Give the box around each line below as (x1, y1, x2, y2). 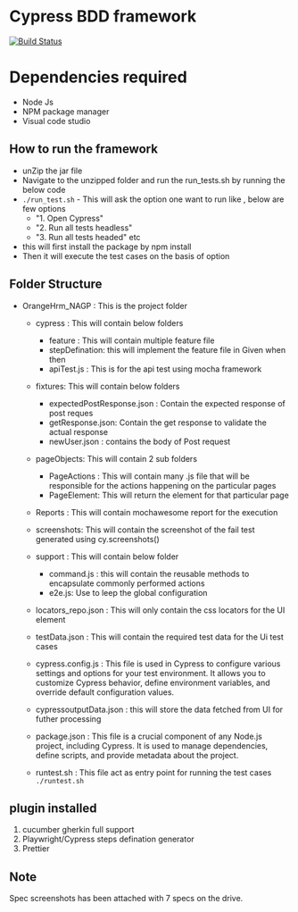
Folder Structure (9, 277, 103, 292)
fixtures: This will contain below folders (35, 381, 180, 391)
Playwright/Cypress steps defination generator (21, 833, 195, 845)
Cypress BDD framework (9, 6, 197, 27)
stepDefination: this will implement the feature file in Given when (48, 344, 286, 355)
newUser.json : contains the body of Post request (48, 436, 231, 447)
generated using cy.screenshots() (35, 533, 161, 544)
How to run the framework (9, 141, 159, 157)
